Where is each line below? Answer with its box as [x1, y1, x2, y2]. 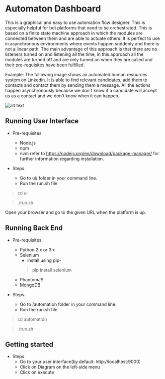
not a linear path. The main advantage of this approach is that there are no [5, 46, 158, 52]
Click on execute [19, 370, 55, 376]
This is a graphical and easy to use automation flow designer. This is [5, 19, 145, 25]
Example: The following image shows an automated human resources [5, 71, 148, 77]
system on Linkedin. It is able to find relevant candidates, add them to [5, 77, 148, 83]
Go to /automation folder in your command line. [19, 301, 117, 307]
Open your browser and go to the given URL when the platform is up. [5, 209, 147, 215]
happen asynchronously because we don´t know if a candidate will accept [5, 87, 158, 93]
